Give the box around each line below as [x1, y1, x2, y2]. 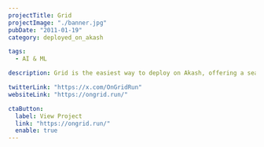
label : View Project [15, 112, 82, 120]
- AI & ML [15, 55, 47, 63]
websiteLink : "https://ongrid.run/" [8, 90, 128, 98]
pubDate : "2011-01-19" [8, 26, 82, 34]
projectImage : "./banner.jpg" [8, 19, 108, 27]
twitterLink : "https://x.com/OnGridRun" [8, 83, 143, 91]
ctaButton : [8, 105, 44, 112]
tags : [8, 48, 26, 56]
